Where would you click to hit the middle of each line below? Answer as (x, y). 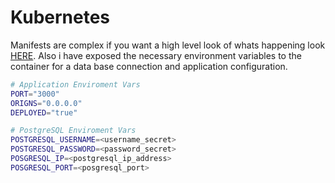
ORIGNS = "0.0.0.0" (46, 103)
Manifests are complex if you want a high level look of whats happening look (168, 45)
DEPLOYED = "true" (44, 112)
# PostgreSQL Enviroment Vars (73, 131)
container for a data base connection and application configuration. (149, 66)
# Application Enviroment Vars (75, 84)
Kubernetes (60, 17)
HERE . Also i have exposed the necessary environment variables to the (156, 55)
